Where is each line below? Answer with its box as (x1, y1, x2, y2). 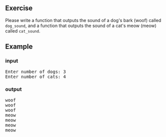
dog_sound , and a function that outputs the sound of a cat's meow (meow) (5, 22, 156, 28)
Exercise (5, 4, 33, 12)
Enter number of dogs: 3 (5, 68, 66, 74)
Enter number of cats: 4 (5, 73, 66, 79)
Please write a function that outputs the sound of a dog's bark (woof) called (5, 17, 161, 23)
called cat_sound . (5, 27, 40, 34)
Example (5, 42, 33, 51)
